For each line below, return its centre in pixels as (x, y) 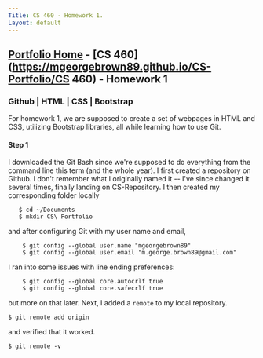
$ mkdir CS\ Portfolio (55, 217)
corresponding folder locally (54, 195)
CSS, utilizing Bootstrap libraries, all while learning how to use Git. (115, 127)
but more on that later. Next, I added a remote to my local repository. (118, 303)
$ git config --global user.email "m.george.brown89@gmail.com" (130, 253)
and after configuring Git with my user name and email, (97, 232)
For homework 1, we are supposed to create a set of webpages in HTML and (131, 119)
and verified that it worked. (52, 332)
